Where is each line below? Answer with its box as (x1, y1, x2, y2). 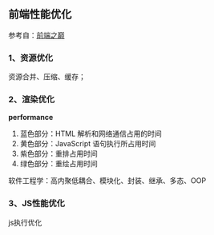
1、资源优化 (8, 52, 54, 63)
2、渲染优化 (8, 94, 55, 106)
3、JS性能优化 (8, 198, 66, 209)
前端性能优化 (8, 7, 72, 22)
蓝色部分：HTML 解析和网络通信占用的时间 (19, 129, 162, 138)
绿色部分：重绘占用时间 (19, 159, 98, 169)
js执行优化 (8, 217, 42, 227)
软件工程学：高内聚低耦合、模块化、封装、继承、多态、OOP (8, 176, 207, 185)
